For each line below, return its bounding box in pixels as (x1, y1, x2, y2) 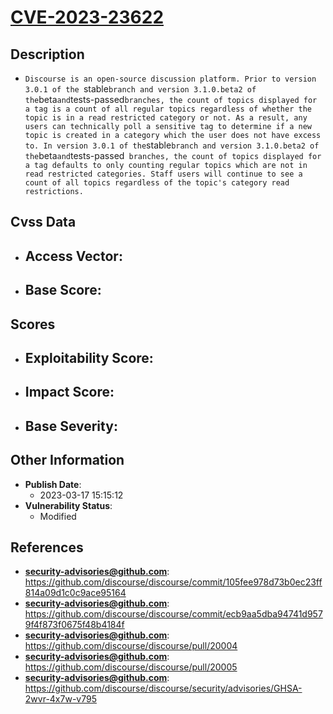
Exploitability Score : (24, 349, 154, 366)
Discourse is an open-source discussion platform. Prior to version (24, 74, 317, 84)
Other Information (10, 452, 125, 469)
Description (10, 46, 85, 63)
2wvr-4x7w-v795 (24, 693, 97, 705)
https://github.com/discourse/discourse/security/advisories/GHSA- (24, 682, 303, 695)
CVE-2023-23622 (10, 6, 165, 29)
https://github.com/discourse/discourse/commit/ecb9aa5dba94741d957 (24, 608, 323, 620)
